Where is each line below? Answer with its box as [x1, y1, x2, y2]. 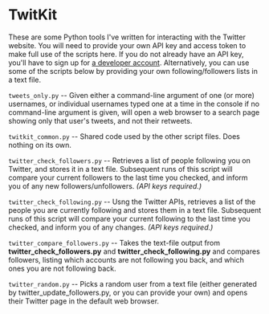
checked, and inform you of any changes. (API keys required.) [8, 222, 214, 232]
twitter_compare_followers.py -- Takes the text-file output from [8, 238, 221, 247]
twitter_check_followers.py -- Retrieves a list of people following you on [8, 155, 251, 165]
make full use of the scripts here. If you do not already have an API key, [8, 49, 244, 59]
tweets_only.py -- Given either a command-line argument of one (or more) [8, 90, 255, 100]
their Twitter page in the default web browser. [8, 296, 159, 306]
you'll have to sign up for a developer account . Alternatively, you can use [8, 58, 250, 67]
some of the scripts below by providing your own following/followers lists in [8, 66, 259, 75]
